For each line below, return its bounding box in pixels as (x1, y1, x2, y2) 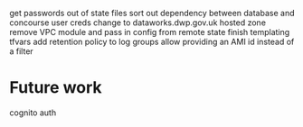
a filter (9, 46, 33, 57)
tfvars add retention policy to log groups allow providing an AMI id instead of (9, 36, 295, 47)
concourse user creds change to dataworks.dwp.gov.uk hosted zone (9, 17, 267, 28)
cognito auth (9, 107, 57, 118)
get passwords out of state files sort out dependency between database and (9, 8, 295, 18)
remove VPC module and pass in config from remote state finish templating (9, 27, 290, 37)
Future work (9, 77, 102, 98)
